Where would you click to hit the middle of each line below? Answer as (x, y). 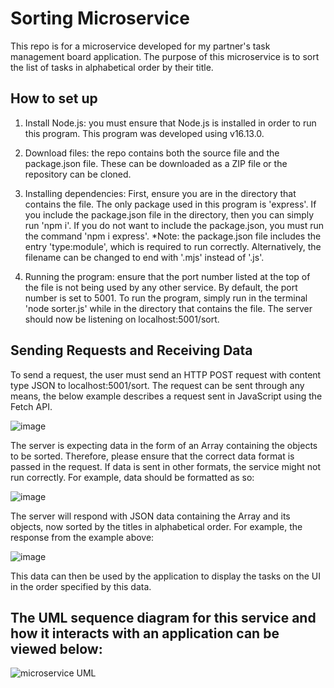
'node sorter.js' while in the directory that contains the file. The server (168, 308)
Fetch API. (31, 406)
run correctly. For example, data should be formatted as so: (132, 477)
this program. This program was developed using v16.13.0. (144, 133)
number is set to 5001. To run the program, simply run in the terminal (166, 298)
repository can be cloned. (78, 174)
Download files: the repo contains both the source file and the (152, 153)
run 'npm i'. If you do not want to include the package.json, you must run (174, 225)
